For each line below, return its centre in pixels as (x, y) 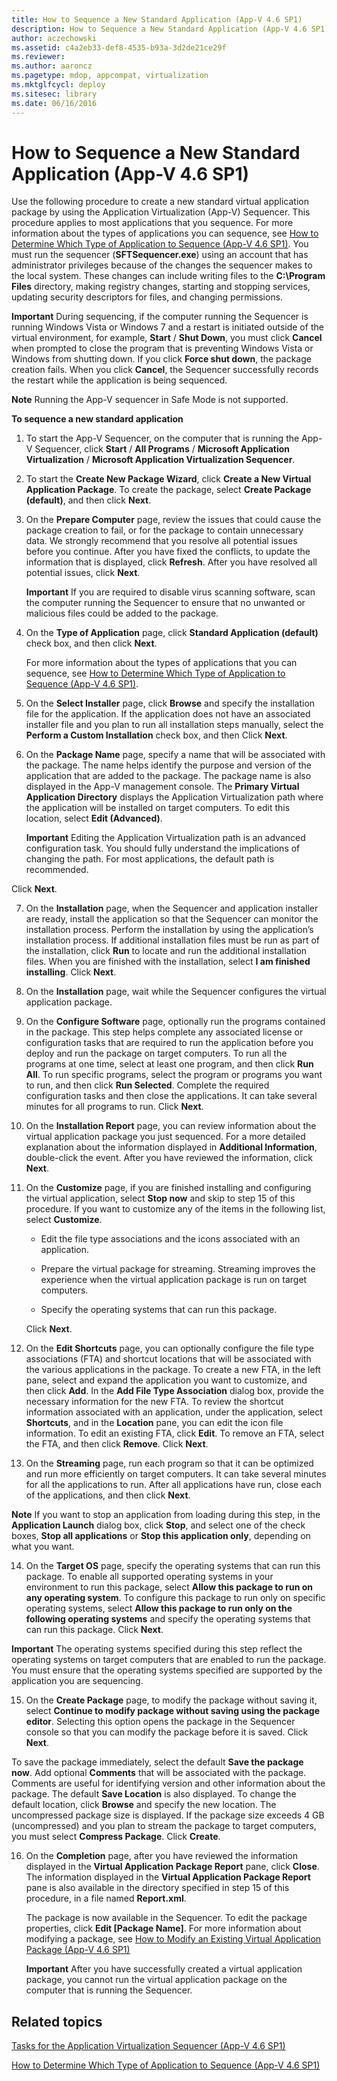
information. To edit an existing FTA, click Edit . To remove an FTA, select (175, 1433)
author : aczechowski (54, 38)
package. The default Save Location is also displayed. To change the (154, 1794)
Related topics (57, 2021)
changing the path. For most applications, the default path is (150, 859)
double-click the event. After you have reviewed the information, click (169, 1158)
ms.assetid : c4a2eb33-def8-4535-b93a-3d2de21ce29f (119, 47)
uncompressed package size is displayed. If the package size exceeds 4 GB (168, 1815)
